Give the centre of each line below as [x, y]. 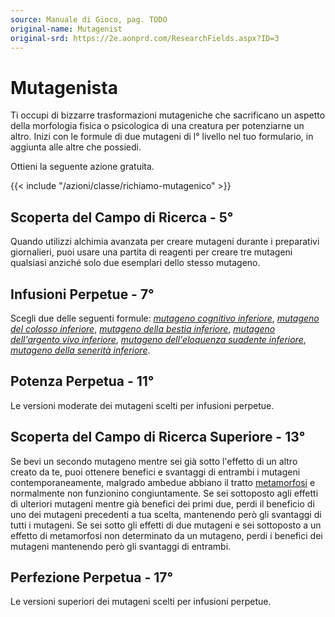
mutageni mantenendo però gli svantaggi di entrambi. [121, 546]
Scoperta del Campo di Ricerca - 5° [122, 217]
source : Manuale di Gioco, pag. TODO [89, 19]
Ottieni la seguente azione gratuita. [82, 167]
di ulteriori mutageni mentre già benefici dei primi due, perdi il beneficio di [162, 503]
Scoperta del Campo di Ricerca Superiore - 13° [158, 437]
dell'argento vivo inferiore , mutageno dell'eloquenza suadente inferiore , [158, 339]
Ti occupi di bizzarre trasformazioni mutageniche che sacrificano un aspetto [168, 115]
